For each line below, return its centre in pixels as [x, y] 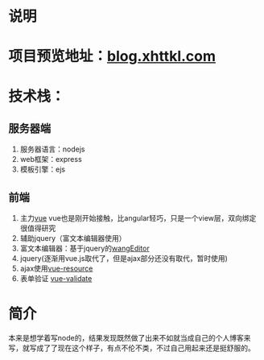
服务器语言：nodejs [52, 149]
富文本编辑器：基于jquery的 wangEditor [85, 248]
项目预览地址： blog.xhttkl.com [112, 56]
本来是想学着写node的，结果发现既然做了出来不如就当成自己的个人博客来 [130, 338]
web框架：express [51, 159]
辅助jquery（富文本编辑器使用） [73, 238]
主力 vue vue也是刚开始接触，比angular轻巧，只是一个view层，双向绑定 [138, 218]
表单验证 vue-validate [56, 279]
